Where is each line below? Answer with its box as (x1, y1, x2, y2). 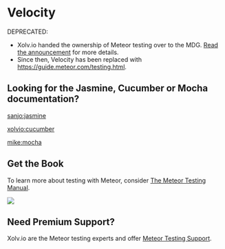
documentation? (7, 93, 80, 105)
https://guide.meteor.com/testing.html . (17, 62, 127, 71)
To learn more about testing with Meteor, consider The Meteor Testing (7, 176, 206, 185)
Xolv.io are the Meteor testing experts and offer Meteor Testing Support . (7, 235, 212, 243)
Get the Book (7, 158, 64, 169)
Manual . (7, 183, 30, 191)
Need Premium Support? (7, 216, 116, 228)
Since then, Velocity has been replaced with (17, 55, 142, 63)
